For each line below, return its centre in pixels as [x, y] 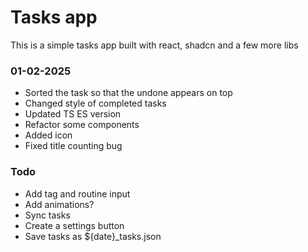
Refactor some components [82, 125]
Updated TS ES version [73, 114]
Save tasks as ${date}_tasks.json [93, 236]
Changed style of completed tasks [95, 103]
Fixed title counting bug [73, 146]
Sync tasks [47, 215]
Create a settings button [74, 225]
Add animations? [59, 204]
